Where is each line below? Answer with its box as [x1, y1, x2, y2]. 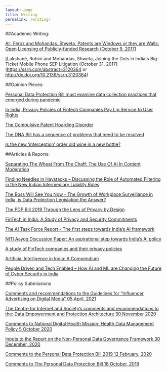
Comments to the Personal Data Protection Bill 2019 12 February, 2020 [5, 351, 152, 357]
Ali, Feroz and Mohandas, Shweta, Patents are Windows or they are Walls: [5, 40, 159, 47]
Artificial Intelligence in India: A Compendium [5, 256, 99, 262]
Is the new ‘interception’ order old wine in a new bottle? [5, 141, 120, 147]
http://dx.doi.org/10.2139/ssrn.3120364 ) [5, 72, 89, 78]
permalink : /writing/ [5, 17, 51, 22]
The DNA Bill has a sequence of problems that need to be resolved [5, 132, 144, 138]
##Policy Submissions [5, 280, 52, 286]
